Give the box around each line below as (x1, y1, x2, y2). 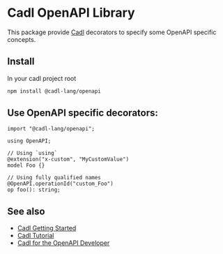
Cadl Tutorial (17, 232, 54, 240)
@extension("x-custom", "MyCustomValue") (7, 156, 130, 163)
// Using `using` (7, 150, 58, 157)
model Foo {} (7, 162, 45, 169)
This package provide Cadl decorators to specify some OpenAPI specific (7, 28, 217, 36)
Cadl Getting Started (17, 224, 77, 232)
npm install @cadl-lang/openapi (7, 87, 101, 95)
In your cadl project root (7, 74, 77, 82)
